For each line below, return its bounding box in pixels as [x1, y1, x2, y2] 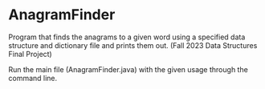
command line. [8, 73, 58, 83]
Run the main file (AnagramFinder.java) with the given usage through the [8, 64, 249, 74]
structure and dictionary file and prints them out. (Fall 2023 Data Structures [8, 40, 258, 50]
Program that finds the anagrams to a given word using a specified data [8, 32, 246, 42]
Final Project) [8, 49, 52, 59]
